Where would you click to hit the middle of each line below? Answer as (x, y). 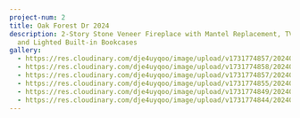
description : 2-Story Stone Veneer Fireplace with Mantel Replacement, (145, 34)
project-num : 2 (37, 17)
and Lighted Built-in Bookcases (78, 42)
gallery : (25, 51)
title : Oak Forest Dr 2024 (59, 26)
